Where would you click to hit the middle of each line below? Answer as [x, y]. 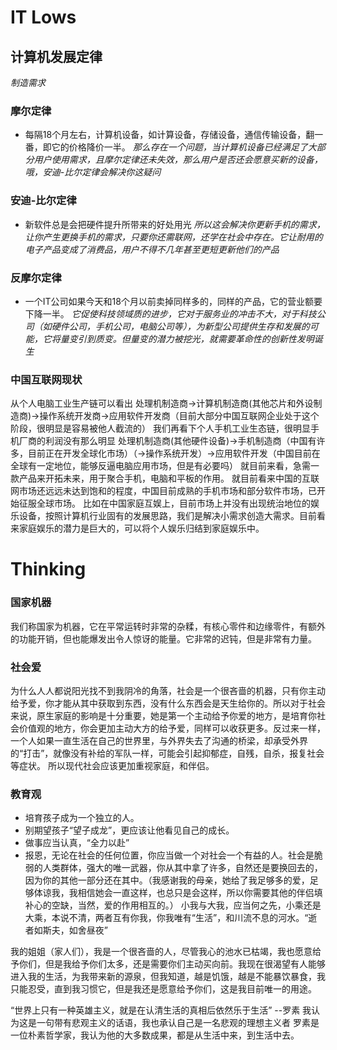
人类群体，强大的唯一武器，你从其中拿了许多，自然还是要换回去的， [182, 868]
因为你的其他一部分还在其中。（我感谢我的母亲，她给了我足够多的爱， [167, 880]
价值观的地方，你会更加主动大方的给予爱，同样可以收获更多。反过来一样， [172, 728]
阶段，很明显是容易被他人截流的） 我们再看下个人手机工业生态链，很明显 [160, 428]
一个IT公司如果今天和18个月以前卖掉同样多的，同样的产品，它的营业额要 [173, 301]
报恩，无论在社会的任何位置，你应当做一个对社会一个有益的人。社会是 [169, 855]
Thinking [48, 569]
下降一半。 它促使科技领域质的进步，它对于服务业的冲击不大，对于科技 [170, 313]
